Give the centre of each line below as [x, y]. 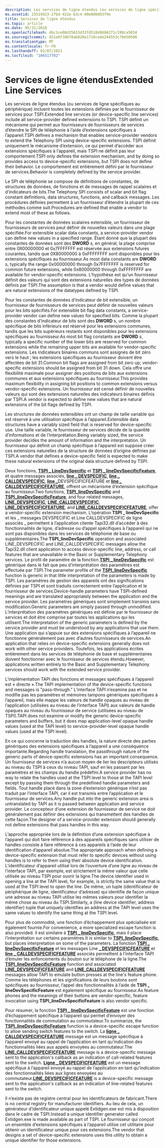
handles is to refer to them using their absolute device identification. [74, 860]
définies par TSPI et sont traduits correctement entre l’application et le [76, 586]
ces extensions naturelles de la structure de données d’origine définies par [81, 451]
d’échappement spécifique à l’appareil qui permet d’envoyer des [70, 1016]
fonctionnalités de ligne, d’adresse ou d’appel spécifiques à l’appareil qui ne [82, 528]
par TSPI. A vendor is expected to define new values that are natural [73, 399]
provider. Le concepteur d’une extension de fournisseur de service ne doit [80, 809]
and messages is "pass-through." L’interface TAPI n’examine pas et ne [76, 689]
